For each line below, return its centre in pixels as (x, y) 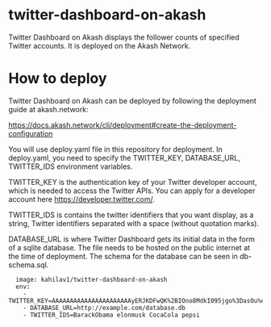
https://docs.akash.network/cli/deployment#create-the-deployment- (123, 125)
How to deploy (58, 79)
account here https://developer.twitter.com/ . (82, 199)
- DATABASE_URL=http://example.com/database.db (104, 308)
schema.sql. (29, 265)
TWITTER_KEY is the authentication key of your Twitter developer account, (133, 182)
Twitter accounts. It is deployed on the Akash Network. (100, 45)
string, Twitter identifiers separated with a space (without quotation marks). (134, 223)
